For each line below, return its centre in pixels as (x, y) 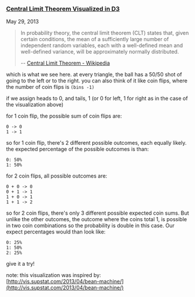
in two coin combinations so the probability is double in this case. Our (90, 226)
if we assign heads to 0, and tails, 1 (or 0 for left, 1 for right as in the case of (97, 98)
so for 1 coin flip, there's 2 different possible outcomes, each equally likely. (96, 143)
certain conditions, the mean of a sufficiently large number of (95, 39)
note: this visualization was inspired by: (54, 275)
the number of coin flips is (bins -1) (51, 87)
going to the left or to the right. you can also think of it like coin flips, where (97, 81)
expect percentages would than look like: (56, 232)
